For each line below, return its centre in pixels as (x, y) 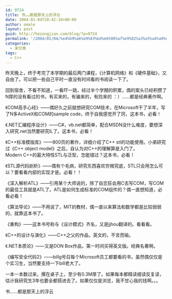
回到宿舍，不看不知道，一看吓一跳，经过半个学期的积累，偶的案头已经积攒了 (86, 90)
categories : (18, 44)
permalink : (17, 39)
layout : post (19, 29)
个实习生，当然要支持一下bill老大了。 (44, 263)
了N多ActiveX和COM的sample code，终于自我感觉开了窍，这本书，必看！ (83, 114)
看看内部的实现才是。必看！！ (50, 172)
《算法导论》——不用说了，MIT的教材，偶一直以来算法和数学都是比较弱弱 (83, 207)
